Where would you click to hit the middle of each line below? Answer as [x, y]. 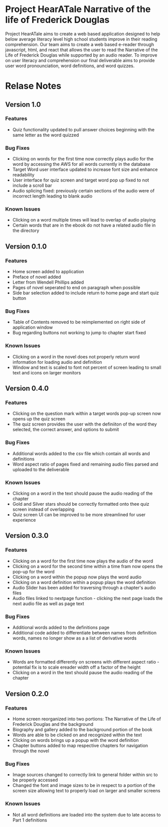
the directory [26, 231]
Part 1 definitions [30, 820]
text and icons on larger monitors [47, 372]
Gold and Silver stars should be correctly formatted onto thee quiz [81, 504]
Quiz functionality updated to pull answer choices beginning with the [83, 129]
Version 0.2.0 [27, 693]
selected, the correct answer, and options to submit [66, 430]
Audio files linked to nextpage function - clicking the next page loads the [88, 598]
